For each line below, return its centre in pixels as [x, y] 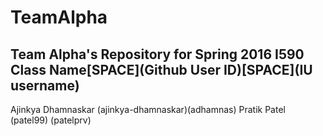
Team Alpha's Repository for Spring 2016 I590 [157, 54]
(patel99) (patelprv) [51, 120]
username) [45, 85]
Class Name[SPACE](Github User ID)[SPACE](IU [161, 69]
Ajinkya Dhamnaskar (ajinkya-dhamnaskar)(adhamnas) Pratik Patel [148, 109]
